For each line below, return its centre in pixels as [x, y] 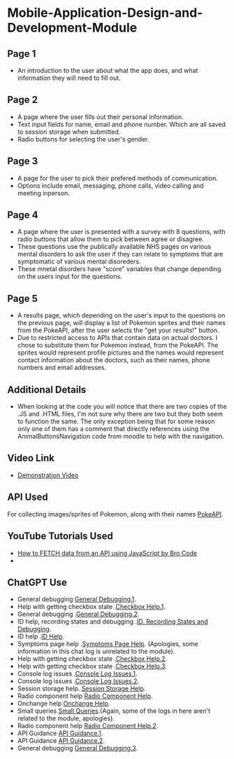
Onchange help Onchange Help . [64, 704]
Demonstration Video [48, 475]
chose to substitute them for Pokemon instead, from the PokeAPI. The [118, 346]
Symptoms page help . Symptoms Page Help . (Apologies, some [108, 644]
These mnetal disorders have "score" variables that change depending [119, 269]
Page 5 [23, 298]
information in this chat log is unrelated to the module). [96, 651]
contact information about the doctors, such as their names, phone [114, 360]
